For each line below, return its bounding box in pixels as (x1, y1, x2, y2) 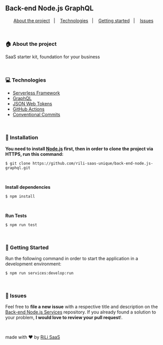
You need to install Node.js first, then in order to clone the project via (5, 146, 153, 152)
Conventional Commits (12, 112, 60, 118)
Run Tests (5, 213, 27, 219)
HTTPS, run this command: (5, 151, 63, 157)
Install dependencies (5, 184, 51, 190)
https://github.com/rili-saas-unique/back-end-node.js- (32, 161, 153, 166)
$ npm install (5, 194, 36, 199)
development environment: (5, 261, 62, 267)
